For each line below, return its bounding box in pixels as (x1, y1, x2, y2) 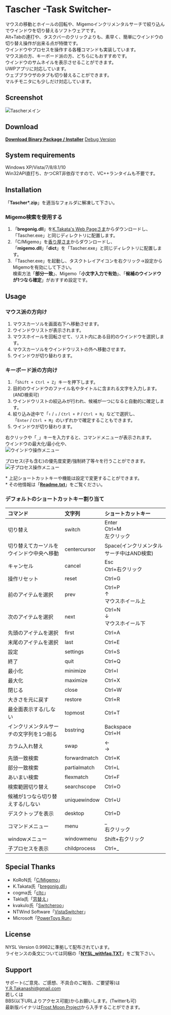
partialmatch (64, 764, 95, 771)
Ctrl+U (104, 796, 121, 803)
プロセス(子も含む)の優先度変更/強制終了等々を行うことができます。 (5, 458, 148, 464)
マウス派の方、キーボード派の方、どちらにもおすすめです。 (5, 52, 130, 59)
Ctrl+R (104, 696, 121, 703)
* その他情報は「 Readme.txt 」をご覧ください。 (5, 482, 105, 488)
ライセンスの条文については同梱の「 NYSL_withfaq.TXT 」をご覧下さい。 (5, 950, 158, 956)
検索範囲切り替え (8, 783, 49, 790)
